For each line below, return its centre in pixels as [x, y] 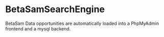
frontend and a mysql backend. [38, 28]
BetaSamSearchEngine [55, 9]
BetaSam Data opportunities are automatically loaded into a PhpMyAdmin [82, 23]
